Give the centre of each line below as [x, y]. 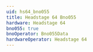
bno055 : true [22, 28]
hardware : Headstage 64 [36, 23]
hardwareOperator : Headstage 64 [46, 39]
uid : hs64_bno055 [28, 12]
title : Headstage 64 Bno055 [41, 17]
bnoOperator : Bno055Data [37, 34]
